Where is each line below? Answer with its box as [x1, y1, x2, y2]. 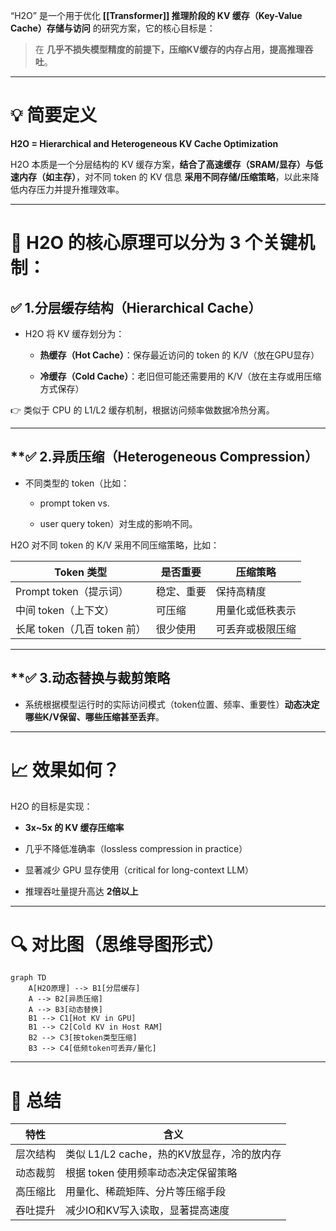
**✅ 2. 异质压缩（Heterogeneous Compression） [10, 449, 319, 466]
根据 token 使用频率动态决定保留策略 [65, 1166, 238, 1180]
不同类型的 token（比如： [24, 477, 130, 489]
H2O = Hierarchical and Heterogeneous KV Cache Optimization [10, 137, 279, 149]
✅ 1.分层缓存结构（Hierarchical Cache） [10, 299, 262, 316]
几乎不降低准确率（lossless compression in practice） [24, 842, 248, 854]
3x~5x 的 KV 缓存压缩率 [24, 821, 125, 833]
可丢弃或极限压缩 [215, 622, 297, 636]
